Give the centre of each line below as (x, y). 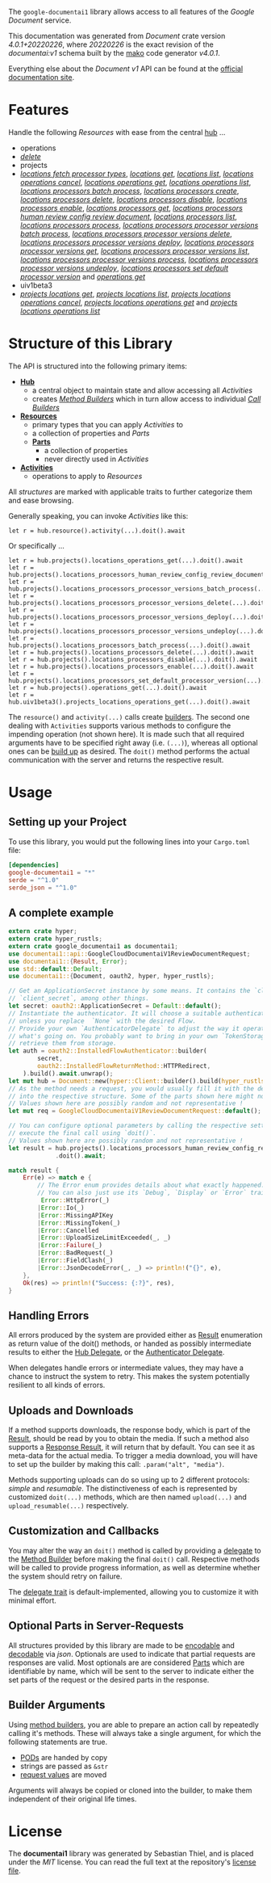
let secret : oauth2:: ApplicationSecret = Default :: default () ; (115, 1006)
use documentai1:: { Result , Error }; (68, 961)
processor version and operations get (83, 276)
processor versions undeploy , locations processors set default (124, 268)
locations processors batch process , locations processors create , (129, 191)
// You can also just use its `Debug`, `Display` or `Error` (142, 1193)
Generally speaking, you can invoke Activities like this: (98, 515)
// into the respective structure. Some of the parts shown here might (131, 1096)
